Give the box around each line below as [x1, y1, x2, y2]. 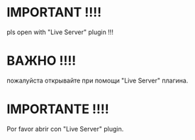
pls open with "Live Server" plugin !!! [6, 28, 114, 36]
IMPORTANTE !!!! [6, 101, 109, 117]
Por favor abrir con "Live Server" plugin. [6, 124, 124, 133]
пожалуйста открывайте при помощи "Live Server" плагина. [6, 76, 189, 85]
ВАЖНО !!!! [6, 53, 77, 69]
